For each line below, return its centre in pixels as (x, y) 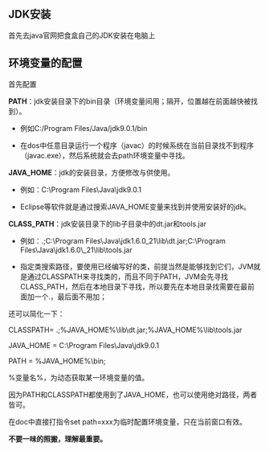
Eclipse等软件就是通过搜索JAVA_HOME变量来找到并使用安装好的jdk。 (135, 207)
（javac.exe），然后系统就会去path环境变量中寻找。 (105, 155)
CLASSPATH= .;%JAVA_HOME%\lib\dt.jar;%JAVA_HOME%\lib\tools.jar (125, 330)
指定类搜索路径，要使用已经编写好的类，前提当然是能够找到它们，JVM (137, 266)
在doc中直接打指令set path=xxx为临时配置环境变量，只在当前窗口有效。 (128, 421)
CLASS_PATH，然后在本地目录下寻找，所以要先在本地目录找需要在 (130, 286)
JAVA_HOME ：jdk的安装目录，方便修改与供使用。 (92, 172)
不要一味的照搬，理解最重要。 (57, 439)
